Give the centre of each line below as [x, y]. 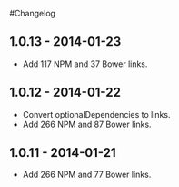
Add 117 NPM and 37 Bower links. [85, 64]
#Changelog [33, 13]
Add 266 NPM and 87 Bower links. [87, 124]
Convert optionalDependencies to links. [96, 114]
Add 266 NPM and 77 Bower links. [87, 175]
